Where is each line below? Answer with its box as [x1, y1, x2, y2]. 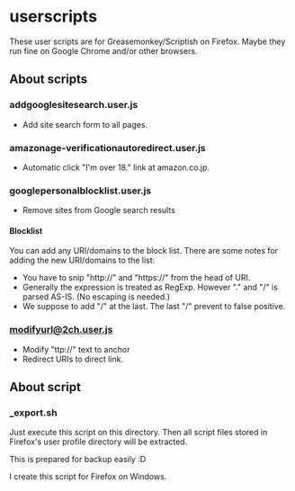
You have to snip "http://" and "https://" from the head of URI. [22, 272, 251, 283]
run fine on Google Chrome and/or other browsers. [9, 45, 198, 56]
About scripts [9, 72, 88, 87]
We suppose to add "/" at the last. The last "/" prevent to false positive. [22, 301, 286, 312]
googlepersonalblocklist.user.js [9, 184, 152, 197]
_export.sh [9, 406, 58, 419]
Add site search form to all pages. [22, 119, 148, 129]
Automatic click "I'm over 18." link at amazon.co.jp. [22, 162, 210, 173]
